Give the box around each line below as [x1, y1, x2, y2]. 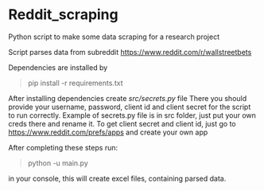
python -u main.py [27, 158, 89, 168]
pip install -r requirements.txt [27, 78, 123, 88]
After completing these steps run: [8, 142, 118, 152]
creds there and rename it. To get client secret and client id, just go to [8, 119, 236, 128]
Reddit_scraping [8, 6, 118, 24]
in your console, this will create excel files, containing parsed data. [8, 173, 227, 183]
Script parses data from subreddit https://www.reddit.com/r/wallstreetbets [8, 47, 252, 57]
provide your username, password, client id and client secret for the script [8, 102, 251, 111]
